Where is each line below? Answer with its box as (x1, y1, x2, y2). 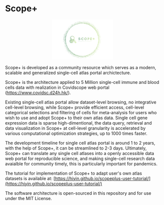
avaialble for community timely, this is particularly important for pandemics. (5, 160, 158, 167)
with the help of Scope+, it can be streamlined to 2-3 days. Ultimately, (5, 145, 147, 151)
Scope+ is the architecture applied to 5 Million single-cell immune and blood (5, 79, 160, 85)
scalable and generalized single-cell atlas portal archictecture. (5, 70, 131, 76)
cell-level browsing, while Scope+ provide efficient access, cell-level (5, 104, 144, 110)
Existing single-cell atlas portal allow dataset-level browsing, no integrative (5, 99, 157, 105)
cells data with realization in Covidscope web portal (5, 84, 109, 90)
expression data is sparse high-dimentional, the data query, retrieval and (5, 120, 152, 126)
